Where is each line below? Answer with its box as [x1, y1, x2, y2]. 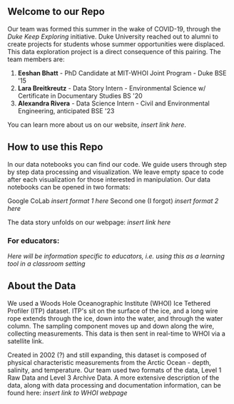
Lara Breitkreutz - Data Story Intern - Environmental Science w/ [17, 83, 206, 92]
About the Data [7, 280, 76, 292]
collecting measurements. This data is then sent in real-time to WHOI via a [7, 329, 226, 338]
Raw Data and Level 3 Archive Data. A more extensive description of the [7, 373, 220, 382]
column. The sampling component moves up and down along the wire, [7, 321, 215, 330]
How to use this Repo [7, 141, 103, 153]
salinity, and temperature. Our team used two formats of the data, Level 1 [7, 366, 222, 374]
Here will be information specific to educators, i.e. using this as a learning [7, 252, 225, 260]
